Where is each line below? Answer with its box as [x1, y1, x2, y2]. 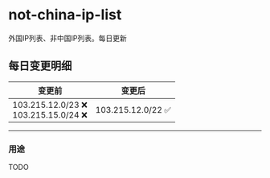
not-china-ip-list [8, 6, 122, 24]
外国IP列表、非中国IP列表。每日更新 [8, 33, 127, 43]
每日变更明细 [8, 59, 72, 73]
